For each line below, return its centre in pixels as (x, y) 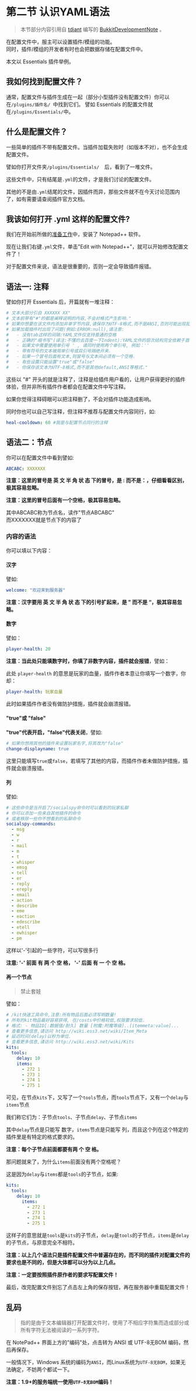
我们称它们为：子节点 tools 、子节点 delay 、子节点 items (72, 1117)
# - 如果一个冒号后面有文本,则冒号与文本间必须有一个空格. (71, 357)
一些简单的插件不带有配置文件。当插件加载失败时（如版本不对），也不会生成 (97, 147)
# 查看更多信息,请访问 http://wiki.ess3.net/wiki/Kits (70, 1042)
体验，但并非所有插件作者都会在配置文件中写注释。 (67, 386)
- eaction (23, 916)
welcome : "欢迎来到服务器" (36, 590)
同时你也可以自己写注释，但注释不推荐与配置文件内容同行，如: (81, 411)
